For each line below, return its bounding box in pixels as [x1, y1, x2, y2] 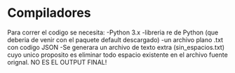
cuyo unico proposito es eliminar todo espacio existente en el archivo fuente [7, 51, 228, 59]
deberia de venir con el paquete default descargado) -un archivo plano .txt [7, 35, 223, 44]
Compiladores [7, 5, 91, 21]
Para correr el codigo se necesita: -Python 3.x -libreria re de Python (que [7, 28, 219, 36]
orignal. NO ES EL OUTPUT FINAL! [7, 58, 107, 66]
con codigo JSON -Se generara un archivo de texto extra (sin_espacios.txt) [7, 43, 225, 51]
